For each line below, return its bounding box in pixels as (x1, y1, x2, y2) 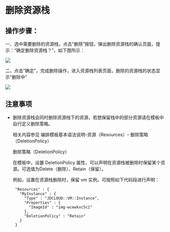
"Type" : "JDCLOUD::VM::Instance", (24, 195, 99, 201)
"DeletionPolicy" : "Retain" (24, 213, 86, 219)
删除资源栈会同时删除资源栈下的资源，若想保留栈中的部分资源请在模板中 (12, 114, 164, 120)
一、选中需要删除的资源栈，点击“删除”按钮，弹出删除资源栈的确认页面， (5, 41, 156, 47)
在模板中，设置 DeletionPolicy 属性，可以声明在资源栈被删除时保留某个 (12, 159, 161, 165)
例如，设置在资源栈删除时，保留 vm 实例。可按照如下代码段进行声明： (12, 177, 160, 183)
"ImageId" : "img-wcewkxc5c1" (28, 205, 93, 210)
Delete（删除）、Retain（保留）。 (39, 166, 107, 172)
